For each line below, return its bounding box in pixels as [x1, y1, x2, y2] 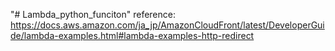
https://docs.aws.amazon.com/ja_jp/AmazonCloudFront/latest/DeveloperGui [10, 19, 325, 31]
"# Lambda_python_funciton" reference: [10, 9, 176, 20]
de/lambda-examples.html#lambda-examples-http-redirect [10, 30, 255, 41]
